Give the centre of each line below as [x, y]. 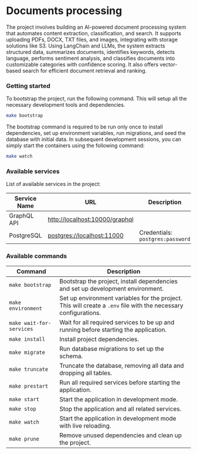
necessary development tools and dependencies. [66, 105]
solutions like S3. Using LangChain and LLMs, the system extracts [86, 46]
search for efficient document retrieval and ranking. [85, 70]
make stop [23, 409]
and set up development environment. [112, 289]
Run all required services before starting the [120, 382]
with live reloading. [85, 425]
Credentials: [156, 233]
